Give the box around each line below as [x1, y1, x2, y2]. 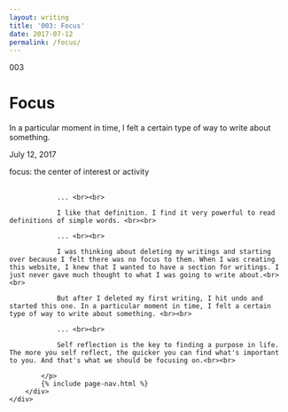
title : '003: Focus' [9, 21, 86, 30]
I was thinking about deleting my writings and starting [56, 248, 272, 257]
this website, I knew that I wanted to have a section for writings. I [9, 263, 279, 272]
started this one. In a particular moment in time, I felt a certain [9, 302, 272, 311]
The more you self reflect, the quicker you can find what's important [9, 348, 279, 358]
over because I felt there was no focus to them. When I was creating [9, 255, 276, 265]
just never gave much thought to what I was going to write [9, 271, 237, 280]
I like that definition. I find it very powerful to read [56, 209, 276, 218]
